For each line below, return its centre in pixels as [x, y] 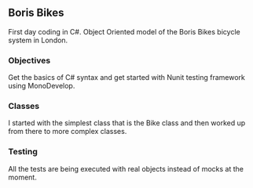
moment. [22, 177]
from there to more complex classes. [68, 132]
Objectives [29, 60]
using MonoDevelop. [42, 86]
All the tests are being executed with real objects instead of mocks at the [126, 168]
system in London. [38, 40]
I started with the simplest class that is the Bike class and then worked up [127, 123]
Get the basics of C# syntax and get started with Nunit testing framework [127, 78]
